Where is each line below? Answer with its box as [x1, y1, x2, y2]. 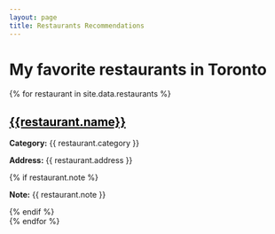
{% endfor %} [9, 216, 60, 227]
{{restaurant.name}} [9, 114, 127, 129]
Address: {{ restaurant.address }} [9, 155, 133, 166]
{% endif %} [9, 207, 55, 217]
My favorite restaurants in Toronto [9, 59, 268, 80]
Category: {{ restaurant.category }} [9, 138, 140, 149]
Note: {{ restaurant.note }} [9, 190, 106, 200]
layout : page [9, 12, 58, 22]
